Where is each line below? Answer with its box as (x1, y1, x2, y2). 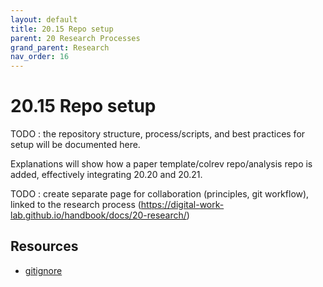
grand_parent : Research (10, 42, 110, 53)
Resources (10, 238, 79, 255)
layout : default (10, 14, 78, 25)
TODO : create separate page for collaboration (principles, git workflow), (10, 188, 310, 200)
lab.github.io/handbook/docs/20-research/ (10, 209, 187, 221)
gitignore (24, 264, 63, 276)
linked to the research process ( (10, 199, 142, 211)
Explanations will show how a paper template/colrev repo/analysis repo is (10, 158, 313, 170)
